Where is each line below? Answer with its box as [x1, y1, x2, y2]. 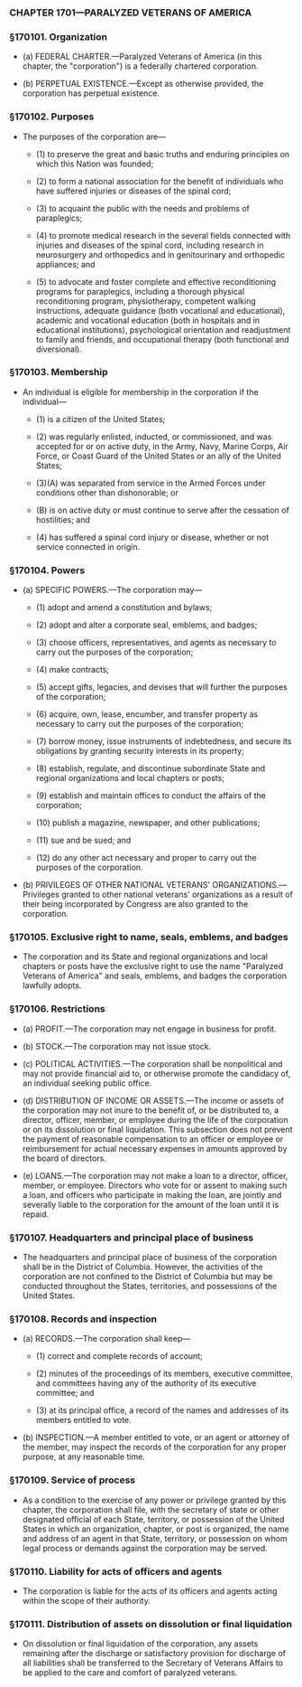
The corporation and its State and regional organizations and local [22, 951, 269, 962]
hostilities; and [35, 514, 90, 525]
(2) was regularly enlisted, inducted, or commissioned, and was [35, 431, 272, 442]
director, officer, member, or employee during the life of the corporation [22, 1114, 288, 1125]
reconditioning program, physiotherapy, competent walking [35, 296, 256, 306]
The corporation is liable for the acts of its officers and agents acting [22, 1585, 278, 1597]
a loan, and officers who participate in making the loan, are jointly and [22, 1189, 282, 1200]
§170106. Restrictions [9, 1003, 105, 1015]
